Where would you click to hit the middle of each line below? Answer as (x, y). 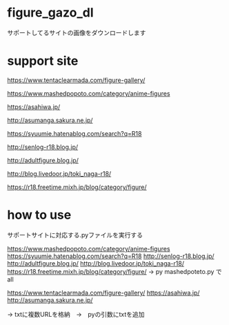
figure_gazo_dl (50, 13)
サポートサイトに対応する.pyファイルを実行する (75, 235)
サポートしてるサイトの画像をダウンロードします (77, 32)
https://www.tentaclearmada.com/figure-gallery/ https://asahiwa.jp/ (103, 293)
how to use (39, 215)
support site (43, 61)
